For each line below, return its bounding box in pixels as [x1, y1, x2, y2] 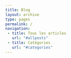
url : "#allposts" [12, 36, 49, 41]
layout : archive [5, 12, 39, 17]
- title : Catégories [7, 40, 51, 45]
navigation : [5, 26, 30, 31]
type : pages [5, 17, 30, 22]
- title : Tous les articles [7, 31, 66, 36]
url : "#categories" [12, 45, 53, 50]
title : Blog [5, 7, 30, 13]
